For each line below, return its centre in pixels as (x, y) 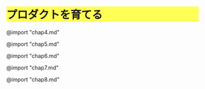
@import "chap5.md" (33, 44)
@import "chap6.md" (33, 55)
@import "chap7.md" (33, 68)
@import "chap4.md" (33, 32)
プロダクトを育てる (55, 15)
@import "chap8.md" (33, 79)
